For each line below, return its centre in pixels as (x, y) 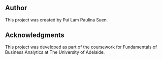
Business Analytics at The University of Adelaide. (55, 52)
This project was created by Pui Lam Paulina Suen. (57, 20)
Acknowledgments (35, 35)
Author (16, 8)
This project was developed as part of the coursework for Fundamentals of (81, 47)
